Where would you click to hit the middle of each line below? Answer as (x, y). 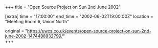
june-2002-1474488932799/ (34, 36)
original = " (16, 31)
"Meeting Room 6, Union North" (37, 22)
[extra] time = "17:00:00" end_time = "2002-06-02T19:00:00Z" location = (79, 16)
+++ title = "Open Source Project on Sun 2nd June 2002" (63, 7)
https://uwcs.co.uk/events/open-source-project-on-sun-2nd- (89, 31)
